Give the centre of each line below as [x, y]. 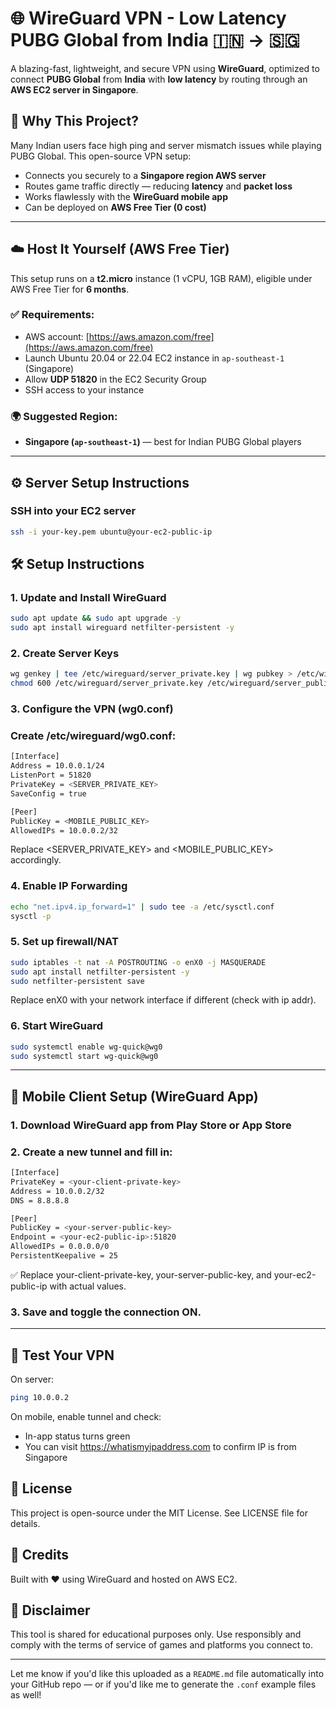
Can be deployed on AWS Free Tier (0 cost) [115, 207]
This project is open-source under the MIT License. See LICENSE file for [159, 1513]
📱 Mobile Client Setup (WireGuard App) [134, 1096]
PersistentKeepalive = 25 [64, 1256]
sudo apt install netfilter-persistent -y [100, 972]
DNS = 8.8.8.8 [40, 1200]
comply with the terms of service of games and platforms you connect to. [162, 1645]
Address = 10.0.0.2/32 [57, 1191]
